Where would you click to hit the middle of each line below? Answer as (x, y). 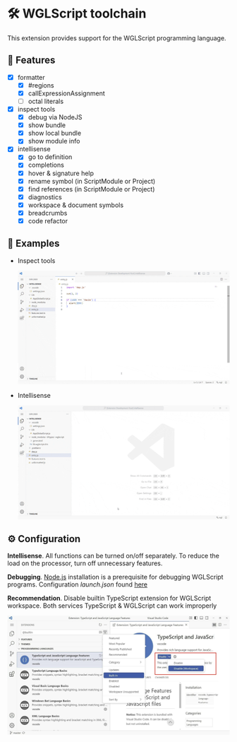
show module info (54, 141)
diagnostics (45, 197)
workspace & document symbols (76, 205)
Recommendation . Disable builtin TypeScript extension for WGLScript (109, 599)
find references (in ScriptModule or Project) (91, 189)
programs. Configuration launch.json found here (78, 584)
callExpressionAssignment (66, 93)
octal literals (46, 101)
